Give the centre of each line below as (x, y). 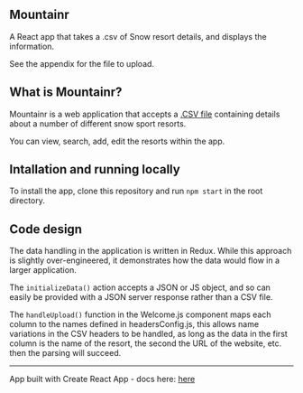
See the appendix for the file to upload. (82, 63)
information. (32, 46)
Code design (46, 229)
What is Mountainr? (66, 93)
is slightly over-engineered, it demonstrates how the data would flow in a (144, 260)
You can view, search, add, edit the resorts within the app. (117, 141)
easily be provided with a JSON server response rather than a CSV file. (141, 297)
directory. (27, 201)
